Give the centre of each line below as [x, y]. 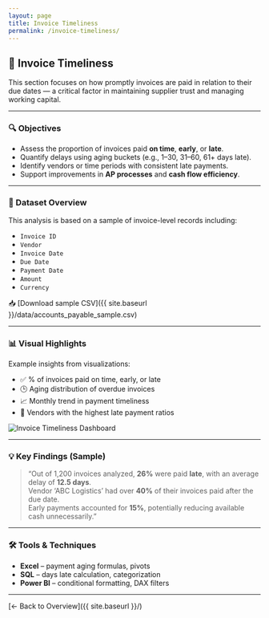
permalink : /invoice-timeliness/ [64, 30]
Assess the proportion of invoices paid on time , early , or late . [122, 148]
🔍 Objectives [35, 128]
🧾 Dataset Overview [48, 203]
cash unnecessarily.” [62, 516]
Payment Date [42, 270]
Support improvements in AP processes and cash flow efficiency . [130, 174]
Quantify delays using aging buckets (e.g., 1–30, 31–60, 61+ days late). [136, 157]
